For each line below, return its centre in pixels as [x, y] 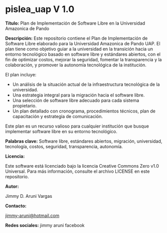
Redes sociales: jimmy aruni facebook [45, 225]
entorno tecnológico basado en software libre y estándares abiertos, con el [83, 54]
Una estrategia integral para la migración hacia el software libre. [78, 95]
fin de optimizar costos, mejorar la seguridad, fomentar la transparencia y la [83, 59]
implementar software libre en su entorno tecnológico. [61, 131]
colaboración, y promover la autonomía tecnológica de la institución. [76, 65]
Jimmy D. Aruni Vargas [29, 196]
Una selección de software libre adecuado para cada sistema [76, 100]
